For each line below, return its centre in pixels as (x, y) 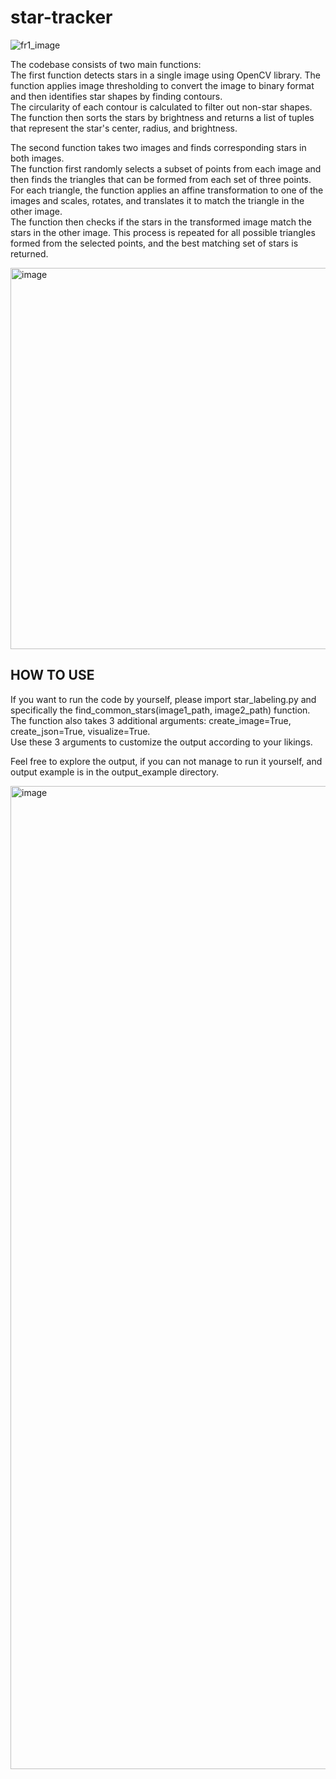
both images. (37, 158)
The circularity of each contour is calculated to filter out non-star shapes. (161, 107)
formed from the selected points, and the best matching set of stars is (154, 243)
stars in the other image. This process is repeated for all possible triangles (163, 232)
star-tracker (61, 17)
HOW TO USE (52, 675)
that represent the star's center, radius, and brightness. (124, 128)
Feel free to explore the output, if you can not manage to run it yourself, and (166, 761)
